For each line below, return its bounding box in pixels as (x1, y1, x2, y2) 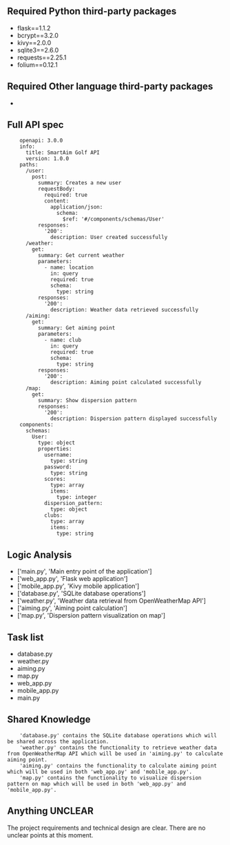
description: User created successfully (50, 234, 168, 241)
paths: (19, 162, 39, 169)
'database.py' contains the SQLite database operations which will (19, 732, 217, 739)
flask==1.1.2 (17, 23, 51, 32)
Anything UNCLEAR (7, 805, 94, 817)
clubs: (43, 512, 63, 519)
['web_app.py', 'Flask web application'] (17, 575, 128, 583)
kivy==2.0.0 (17, 38, 52, 47)
